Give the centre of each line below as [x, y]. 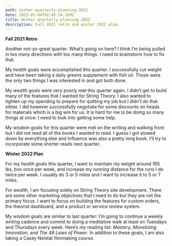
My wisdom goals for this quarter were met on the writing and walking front [85, 128]
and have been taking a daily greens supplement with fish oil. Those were [83, 75]
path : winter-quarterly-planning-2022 [47, 10]
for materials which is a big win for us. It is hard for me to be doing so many [85, 112]
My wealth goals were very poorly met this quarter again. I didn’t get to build [86, 91]
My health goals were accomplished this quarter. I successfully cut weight [84, 70]
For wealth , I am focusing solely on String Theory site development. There [83, 190]
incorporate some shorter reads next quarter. [53, 144]
